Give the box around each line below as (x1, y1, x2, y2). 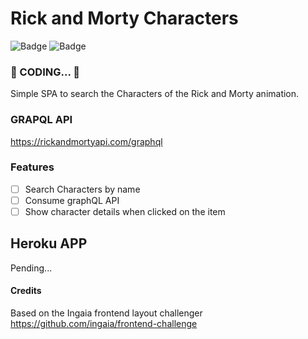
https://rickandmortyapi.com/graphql (10, 135, 163, 147)
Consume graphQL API (24, 194, 120, 206)
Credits (10, 285, 42, 297)
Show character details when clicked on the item (24, 205, 226, 217)
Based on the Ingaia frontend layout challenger (10, 307, 203, 319)
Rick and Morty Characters (10, 7, 239, 30)
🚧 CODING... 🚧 (10, 65, 80, 79)
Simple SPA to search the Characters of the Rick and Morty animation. (10, 88, 300, 100)
